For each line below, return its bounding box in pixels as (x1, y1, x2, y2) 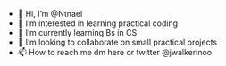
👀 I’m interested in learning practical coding (17, 18, 179, 29)
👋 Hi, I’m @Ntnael (17, 9, 83, 19)
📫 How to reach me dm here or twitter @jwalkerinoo (17, 47, 213, 57)
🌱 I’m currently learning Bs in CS (17, 28, 138, 37)
